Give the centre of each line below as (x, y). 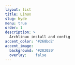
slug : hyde (16, 19)
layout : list (18, 10)
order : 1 (14, 28)
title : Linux (18, 14)
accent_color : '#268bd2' (30, 42)
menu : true (16, 23)
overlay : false (28, 55)
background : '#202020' (32, 50)
